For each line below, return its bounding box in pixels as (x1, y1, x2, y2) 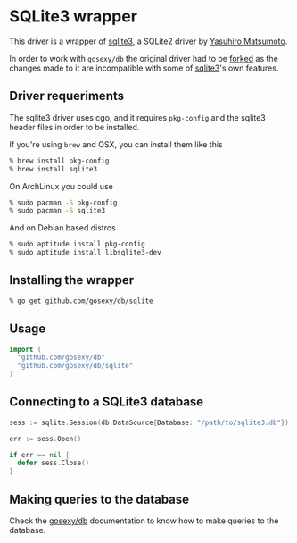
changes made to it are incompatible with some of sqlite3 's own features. (9, 63, 279, 73)
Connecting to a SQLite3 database (9, 395, 204, 410)
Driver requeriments (9, 88, 125, 104)
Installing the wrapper (9, 272, 135, 288)
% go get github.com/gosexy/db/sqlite (9, 297, 153, 305)
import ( (9, 345, 42, 354)
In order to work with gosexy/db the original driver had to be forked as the (9, 53, 278, 63)
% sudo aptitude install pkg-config (9, 239, 145, 249)
